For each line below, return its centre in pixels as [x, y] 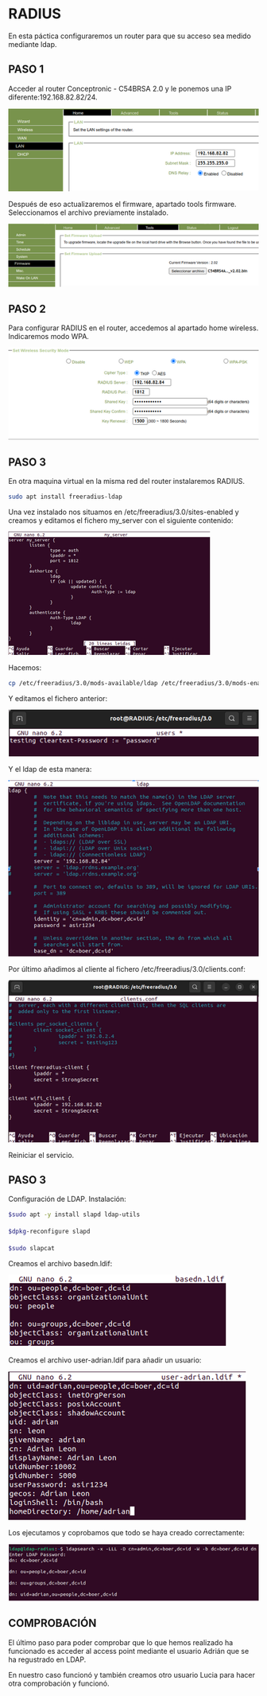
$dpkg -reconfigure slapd [49, 1232]
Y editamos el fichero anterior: [58, 698]
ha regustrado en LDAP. [47, 1659]
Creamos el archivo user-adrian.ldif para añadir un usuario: [105, 1360]
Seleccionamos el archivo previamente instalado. [89, 212]
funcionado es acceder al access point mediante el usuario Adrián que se [129, 1651]
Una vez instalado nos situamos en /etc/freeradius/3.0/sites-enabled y [124, 512]
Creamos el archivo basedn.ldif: [60, 1263]
